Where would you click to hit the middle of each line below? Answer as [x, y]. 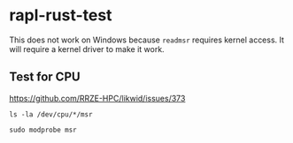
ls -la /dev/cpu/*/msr [51, 114]
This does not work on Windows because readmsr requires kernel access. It [147, 40]
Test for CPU [45, 77]
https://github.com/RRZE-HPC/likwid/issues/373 [97, 98]
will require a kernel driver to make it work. [87, 49]
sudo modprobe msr [43, 130]
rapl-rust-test [61, 15]
